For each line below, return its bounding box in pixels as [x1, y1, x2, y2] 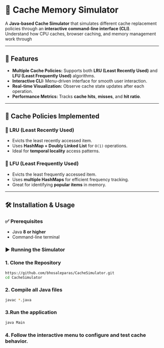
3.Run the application [5, 309, 57, 316]
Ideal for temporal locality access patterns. [12, 148, 100, 154]
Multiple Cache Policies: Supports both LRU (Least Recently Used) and [12, 68, 158, 73]
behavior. [5, 338, 28, 345]
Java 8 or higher [12, 229, 46, 235]
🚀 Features [5, 55, 39, 63]
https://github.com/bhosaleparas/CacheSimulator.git [5, 270, 115, 275]
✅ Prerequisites [5, 218, 43, 225]
